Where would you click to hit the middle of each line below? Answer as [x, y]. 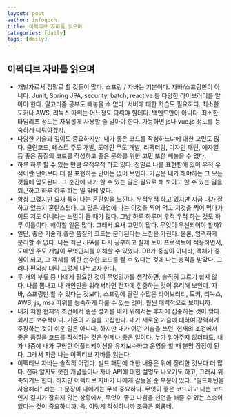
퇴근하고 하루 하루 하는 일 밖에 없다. [65, 190]
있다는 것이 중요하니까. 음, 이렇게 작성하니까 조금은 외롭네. [95, 406]
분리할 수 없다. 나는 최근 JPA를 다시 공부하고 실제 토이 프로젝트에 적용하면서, [120, 242]
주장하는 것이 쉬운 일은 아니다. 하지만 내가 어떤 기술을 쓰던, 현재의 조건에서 [117, 328]
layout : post [26, 13]
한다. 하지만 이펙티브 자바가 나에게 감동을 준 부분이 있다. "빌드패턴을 [132, 380]
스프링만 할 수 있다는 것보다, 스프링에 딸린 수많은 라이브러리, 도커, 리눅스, [124, 293]
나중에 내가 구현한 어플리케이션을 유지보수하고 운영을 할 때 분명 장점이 [118, 345]
